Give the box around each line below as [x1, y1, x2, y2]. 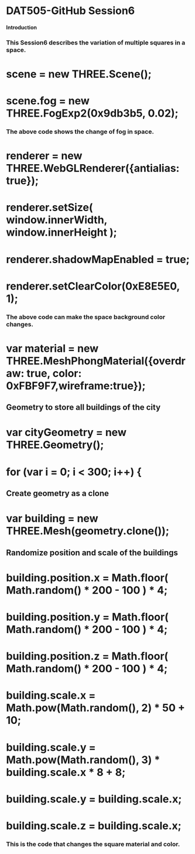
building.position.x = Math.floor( [6, 571, 169, 584]
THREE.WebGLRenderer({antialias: [6, 162, 180, 175]
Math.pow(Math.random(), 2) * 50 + [6, 702, 186, 714]
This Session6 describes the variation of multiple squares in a [6, 38, 186, 46]
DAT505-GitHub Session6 [6, 4, 135, 18]
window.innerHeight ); [6, 226, 117, 239]
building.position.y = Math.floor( [6, 610, 169, 624]
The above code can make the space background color [6, 312, 166, 321]
